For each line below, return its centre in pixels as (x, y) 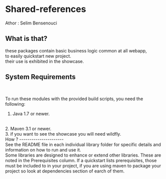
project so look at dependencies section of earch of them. (65, 171)
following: (15, 104)
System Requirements (40, 77)
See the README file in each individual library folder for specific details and (83, 144)
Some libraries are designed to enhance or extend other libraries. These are (83, 155)
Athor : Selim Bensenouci (31, 23)
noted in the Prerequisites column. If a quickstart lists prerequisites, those (81, 160)
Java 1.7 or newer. (31, 114)
